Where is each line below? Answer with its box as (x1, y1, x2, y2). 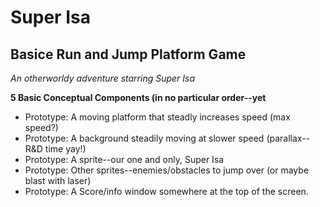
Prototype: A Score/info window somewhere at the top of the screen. (24, 186, 309, 197)
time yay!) (44, 143, 87, 155)
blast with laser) (24, 175, 92, 186)
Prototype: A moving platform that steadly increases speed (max (24, 111, 291, 123)
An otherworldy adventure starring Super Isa (10, 72, 196, 84)
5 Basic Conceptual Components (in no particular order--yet (10, 92, 267, 103)
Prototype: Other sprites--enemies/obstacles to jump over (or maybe (24, 164, 310, 176)
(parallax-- (266, 132, 311, 144)
